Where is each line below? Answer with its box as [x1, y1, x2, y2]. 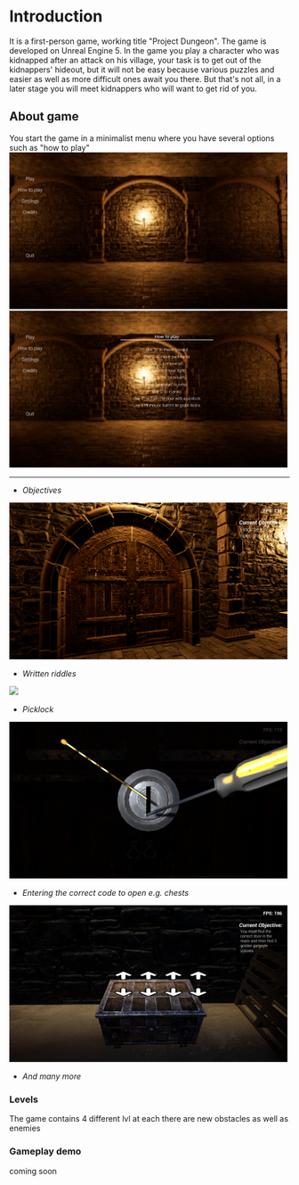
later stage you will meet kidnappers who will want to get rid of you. [9, 83, 258, 94]
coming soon [9, 1165, 58, 1176]
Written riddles [21, 667, 77, 679]
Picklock [21, 703, 54, 715]
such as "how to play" [9, 142, 91, 153]
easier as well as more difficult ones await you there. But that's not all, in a [9, 73, 281, 84]
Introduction [9, 6, 103, 27]
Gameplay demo [9, 1145, 82, 1157]
